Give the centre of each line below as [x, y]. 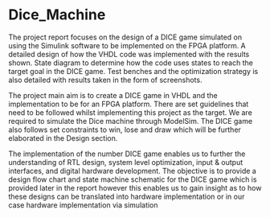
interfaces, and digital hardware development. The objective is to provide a [133, 171]
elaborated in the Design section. [63, 138]
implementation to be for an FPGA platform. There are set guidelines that [129, 104]
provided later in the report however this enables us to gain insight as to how [135, 187]
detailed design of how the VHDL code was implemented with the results [129, 54]
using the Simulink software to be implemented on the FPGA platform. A [127, 45]
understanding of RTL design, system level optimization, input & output [126, 162]
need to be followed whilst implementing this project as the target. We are [131, 112]
